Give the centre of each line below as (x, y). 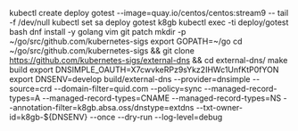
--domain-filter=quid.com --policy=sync (128, 89)
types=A (25, 98)
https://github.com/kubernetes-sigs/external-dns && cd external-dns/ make (149, 60)
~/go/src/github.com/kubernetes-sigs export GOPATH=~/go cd (126, 41)
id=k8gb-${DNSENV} (49, 117)
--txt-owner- (219, 107)
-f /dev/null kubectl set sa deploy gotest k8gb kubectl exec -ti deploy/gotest (149, 22)
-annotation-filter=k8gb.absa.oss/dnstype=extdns (102, 107)
